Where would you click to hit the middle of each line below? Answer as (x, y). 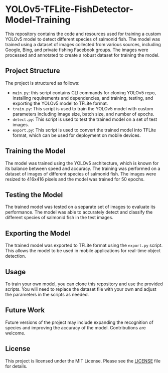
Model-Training (38, 20)
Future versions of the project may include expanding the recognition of (79, 322)
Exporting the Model (38, 233)
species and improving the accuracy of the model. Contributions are (76, 327)
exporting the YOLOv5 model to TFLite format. (60, 103)
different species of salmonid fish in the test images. (59, 218)
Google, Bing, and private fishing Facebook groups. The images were (77, 50)
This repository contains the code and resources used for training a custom (83, 34)
